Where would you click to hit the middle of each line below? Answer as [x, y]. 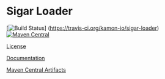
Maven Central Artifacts [36, 70]
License [16, 46]
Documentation [26, 58]
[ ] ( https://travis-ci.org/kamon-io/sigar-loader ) [83, 28]
